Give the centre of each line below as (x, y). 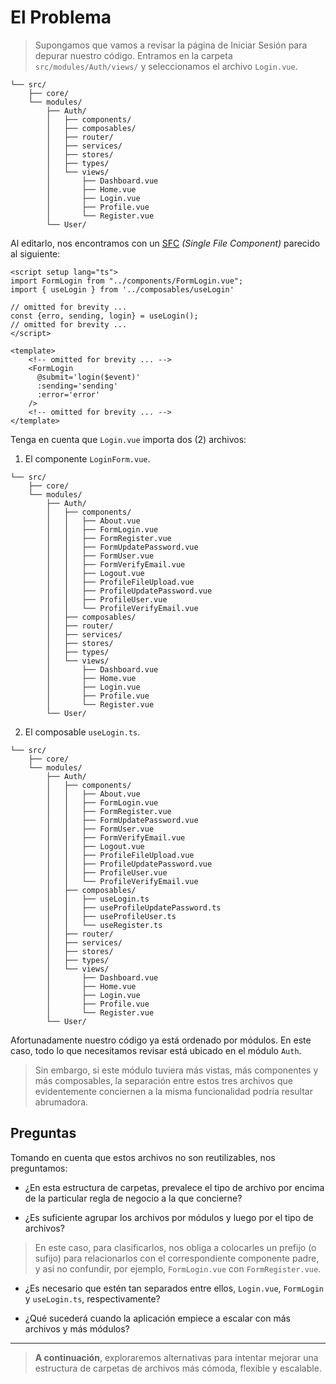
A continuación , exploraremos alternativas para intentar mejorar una (176, 1357)
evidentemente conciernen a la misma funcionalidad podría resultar (173, 1091)
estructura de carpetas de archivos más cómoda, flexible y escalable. (178, 1368)
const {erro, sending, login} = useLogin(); (104, 316)
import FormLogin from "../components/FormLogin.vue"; (127, 281)
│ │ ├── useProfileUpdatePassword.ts (134, 907)
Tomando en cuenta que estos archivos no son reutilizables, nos (143, 1157)
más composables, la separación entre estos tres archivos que (163, 1080)
